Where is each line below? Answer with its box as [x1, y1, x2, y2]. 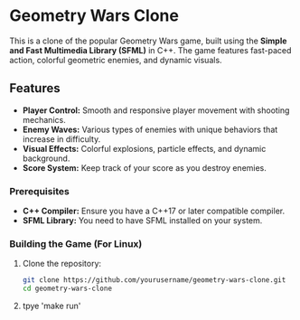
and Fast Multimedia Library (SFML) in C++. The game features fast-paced [9, 44, 292, 55]
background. [22, 153, 70, 164]
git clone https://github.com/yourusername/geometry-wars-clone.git [22, 276, 286, 285]
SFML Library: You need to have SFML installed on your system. [22, 215, 263, 226]
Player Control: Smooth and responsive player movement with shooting [22, 105, 290, 116]
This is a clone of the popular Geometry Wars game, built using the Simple [9, 35, 287, 46]
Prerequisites [9, 184, 70, 197]
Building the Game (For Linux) [9, 237, 143, 249]
